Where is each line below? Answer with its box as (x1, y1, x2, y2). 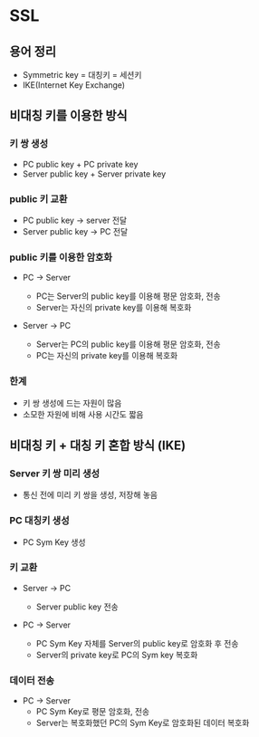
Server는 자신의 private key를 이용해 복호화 (35, 302, 192, 313)
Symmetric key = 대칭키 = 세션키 (22, 70, 142, 80)
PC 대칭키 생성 (9, 514, 70, 527)
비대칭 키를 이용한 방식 (9, 108, 129, 123)
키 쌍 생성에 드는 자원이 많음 (22, 397, 122, 408)
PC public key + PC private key (22, 158, 139, 169)
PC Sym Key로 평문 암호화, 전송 (35, 706, 150, 717)
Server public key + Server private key (22, 168, 167, 179)
